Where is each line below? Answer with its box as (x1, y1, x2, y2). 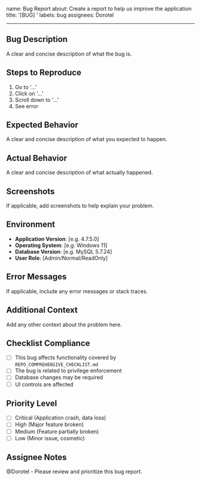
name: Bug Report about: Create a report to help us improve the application (6, 5, 192, 12)
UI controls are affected (14, 380, 74, 388)
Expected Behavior (6, 120, 79, 130)
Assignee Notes (6, 452, 67, 462)
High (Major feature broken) (14, 421, 84, 428)
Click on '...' (14, 90, 44, 97)
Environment (6, 220, 56, 230)
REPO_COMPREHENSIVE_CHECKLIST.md (14, 362, 99, 368)
